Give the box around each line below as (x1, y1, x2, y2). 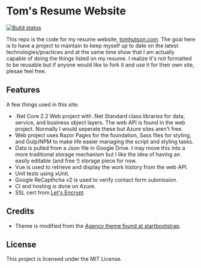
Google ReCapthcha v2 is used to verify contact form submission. (14, 176, 178, 183)
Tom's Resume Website (6, 4, 126, 18)
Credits (6, 206, 35, 216)
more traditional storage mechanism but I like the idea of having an (14, 150, 180, 158)
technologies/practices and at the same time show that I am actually (6, 48, 175, 55)
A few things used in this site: (6, 101, 79, 108)
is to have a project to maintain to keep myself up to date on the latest (6, 42, 179, 49)
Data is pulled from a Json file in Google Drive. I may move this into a (14, 144, 185, 151)
